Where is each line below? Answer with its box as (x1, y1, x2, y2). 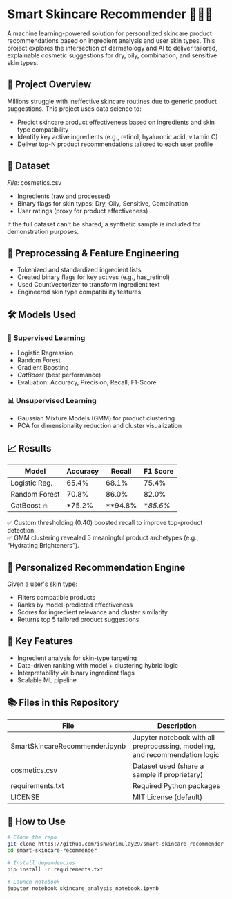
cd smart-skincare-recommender (7, 847, 97, 854)
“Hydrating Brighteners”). (7, 542, 79, 550)
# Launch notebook (7, 878, 60, 885)
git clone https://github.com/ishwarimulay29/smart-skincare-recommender (7, 841, 224, 848)
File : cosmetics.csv (7, 178, 62, 186)
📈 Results (7, 443, 52, 454)
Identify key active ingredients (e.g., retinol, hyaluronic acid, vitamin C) (17, 132, 218, 141)
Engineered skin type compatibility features (17, 287, 142, 296)
